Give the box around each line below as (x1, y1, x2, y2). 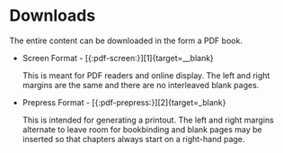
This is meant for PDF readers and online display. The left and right (22, 69, 270, 81)
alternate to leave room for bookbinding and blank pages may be (22, 123, 262, 135)
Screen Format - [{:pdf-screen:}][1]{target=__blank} (22, 52, 214, 63)
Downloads (9, 5, 96, 26)
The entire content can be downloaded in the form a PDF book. (9, 35, 243, 46)
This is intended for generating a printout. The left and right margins (22, 114, 274, 125)
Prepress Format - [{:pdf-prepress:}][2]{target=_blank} (22, 96, 226, 108)
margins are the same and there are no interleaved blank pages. (22, 79, 260, 90)
